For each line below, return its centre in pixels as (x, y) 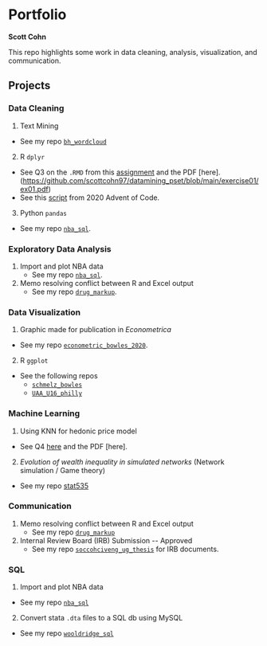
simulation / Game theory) (63, 470)
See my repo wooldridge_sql (67, 633)
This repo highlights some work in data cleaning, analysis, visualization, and (133, 52)
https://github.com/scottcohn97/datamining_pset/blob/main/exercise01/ (141, 180)
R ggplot (34, 361)
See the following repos (59, 376)
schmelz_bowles (57, 385)
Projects (29, 86)
